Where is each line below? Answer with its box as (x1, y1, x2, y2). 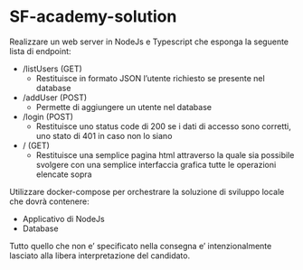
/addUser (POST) (22, 92, 88, 103)
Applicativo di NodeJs (22, 213, 106, 224)
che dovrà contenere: (9, 196, 90, 207)
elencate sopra (35, 169, 92, 180)
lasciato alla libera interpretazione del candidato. (9, 250, 191, 261)
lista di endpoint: (9, 45, 71, 56)
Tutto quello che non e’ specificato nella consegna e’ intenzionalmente (9, 240, 272, 251)
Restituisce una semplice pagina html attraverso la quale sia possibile (35, 149, 295, 160)
